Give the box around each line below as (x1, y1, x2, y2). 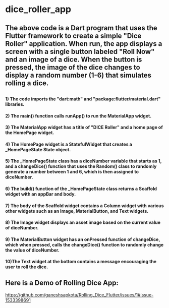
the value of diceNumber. (5, 247, 60, 253)
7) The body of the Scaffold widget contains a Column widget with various (5, 203, 164, 209)
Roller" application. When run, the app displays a (5, 39, 162, 48)
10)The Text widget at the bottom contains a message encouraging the (5, 259, 157, 265)
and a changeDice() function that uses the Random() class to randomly (5, 163, 157, 169)
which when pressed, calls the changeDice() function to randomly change (5, 241, 164, 248)
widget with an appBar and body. (5, 191, 76, 197)
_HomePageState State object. (5, 146, 71, 152)
